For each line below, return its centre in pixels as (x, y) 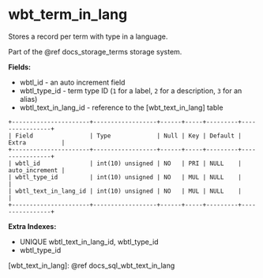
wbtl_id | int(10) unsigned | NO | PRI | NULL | (129, 163)
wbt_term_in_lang (68, 15)
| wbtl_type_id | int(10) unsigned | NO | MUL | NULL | (125, 177)
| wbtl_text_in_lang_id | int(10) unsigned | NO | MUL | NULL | (125, 191)
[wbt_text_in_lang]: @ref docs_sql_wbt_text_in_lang (92, 265)
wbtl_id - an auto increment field (72, 82)
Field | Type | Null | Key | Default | (129, 136)
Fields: (20, 67)
